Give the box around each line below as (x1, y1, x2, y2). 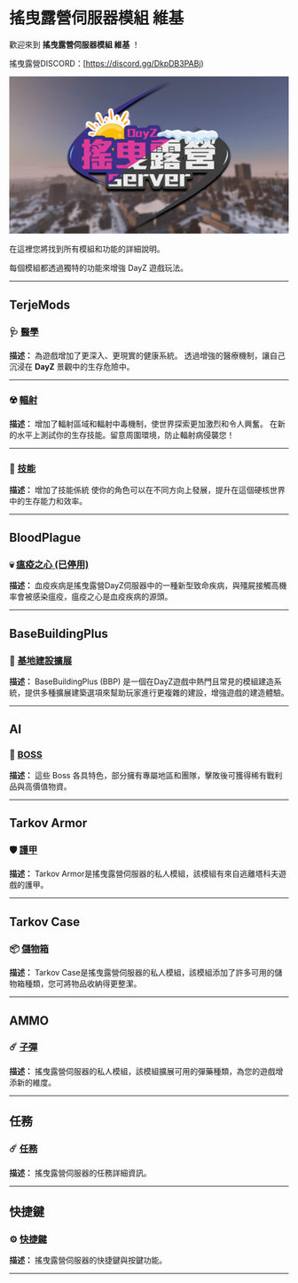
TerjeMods (9, 297, 71, 312)
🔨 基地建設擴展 (9, 654, 73, 666)
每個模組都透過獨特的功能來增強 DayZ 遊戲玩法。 (9, 263, 189, 274)
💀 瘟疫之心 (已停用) (9, 559, 90, 571)
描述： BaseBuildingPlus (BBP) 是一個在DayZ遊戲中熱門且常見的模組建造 (9, 676, 275, 687)
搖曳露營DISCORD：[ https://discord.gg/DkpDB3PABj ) (9, 58, 204, 68)
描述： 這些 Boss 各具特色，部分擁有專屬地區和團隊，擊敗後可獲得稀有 (9, 769, 268, 780)
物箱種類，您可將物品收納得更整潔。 (9, 978, 142, 989)
